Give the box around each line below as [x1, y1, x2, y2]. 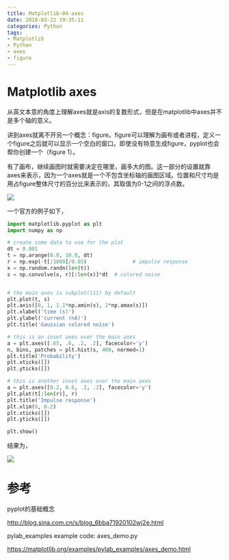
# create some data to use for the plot [7, 239, 124, 246]
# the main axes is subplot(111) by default [7, 289, 136, 296]
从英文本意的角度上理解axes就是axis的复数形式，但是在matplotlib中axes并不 [7, 107, 222, 116]
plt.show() [7, 429, 38, 435]
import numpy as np [7, 227, 63, 233]
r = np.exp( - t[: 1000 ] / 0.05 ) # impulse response [7, 258, 188, 266]
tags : [7, 29, 23, 36]
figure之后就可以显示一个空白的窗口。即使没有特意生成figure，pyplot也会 [12, 139, 220, 147]
